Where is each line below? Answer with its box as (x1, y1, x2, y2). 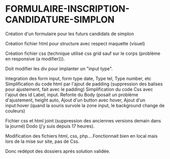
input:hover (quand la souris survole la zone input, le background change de (5, 102, 165, 108)
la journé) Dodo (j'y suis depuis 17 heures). (5, 123, 95, 129)
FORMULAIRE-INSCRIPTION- (5, 3, 130, 15)
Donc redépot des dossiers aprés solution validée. (5, 148, 111, 154)
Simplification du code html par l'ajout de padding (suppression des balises (5, 81, 163, 87)
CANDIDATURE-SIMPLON (5, 14, 115, 25)
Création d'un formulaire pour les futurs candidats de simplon (5, 30, 134, 37)
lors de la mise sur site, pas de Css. (5, 138, 80, 144)
